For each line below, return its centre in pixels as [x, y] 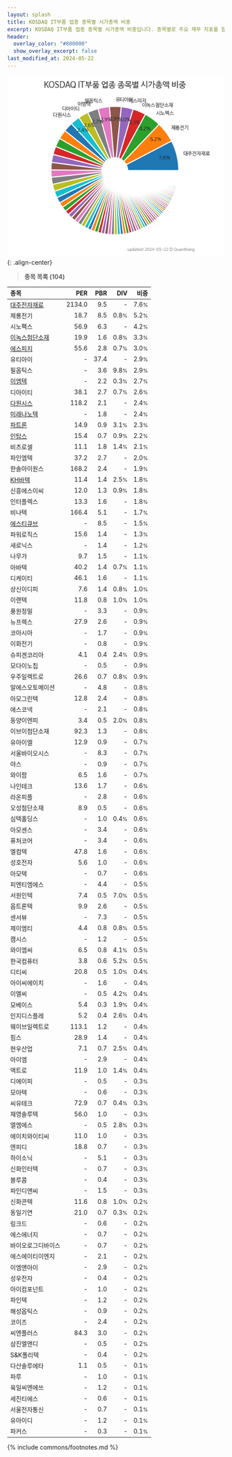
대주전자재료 [27, 304]
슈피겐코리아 [27, 654]
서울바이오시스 [30, 753]
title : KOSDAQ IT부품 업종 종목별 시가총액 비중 [69, 22]
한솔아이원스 [27, 469]
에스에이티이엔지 [32, 1256]
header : [18, 37]
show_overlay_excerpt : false [55, 51]
